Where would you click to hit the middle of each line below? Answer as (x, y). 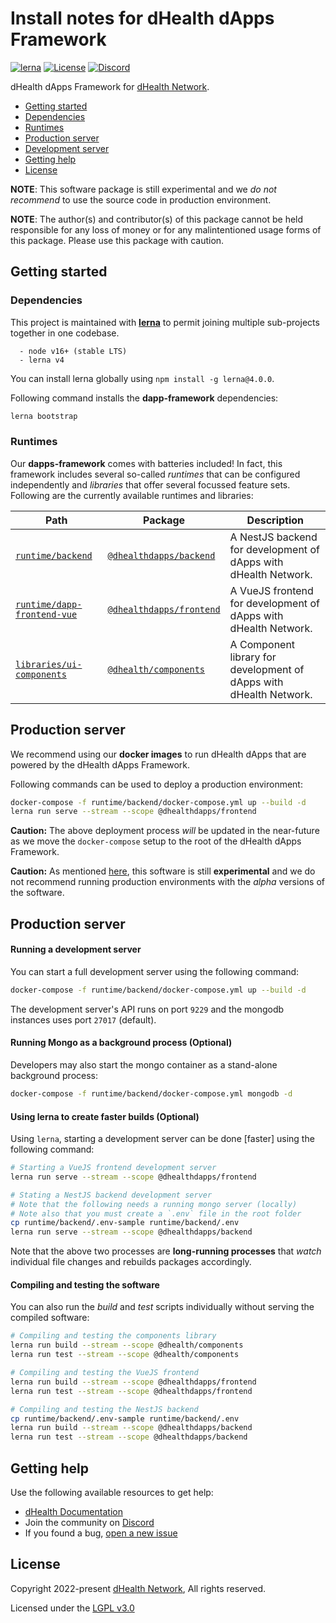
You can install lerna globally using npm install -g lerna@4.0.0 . (142, 378)
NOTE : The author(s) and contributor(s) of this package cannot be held (157, 219)
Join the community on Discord (89, 1522)
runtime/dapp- (49, 604)
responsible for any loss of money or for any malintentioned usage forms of (166, 229)
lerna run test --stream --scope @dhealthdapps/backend (129, 1437)
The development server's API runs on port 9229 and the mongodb (147, 1009)
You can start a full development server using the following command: (155, 971)
